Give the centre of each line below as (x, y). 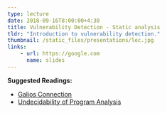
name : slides (45, 60)
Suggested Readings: (40, 80)
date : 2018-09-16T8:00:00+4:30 (54, 21)
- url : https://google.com (60, 54)
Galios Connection (45, 94)
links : (17, 47)
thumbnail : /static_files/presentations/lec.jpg (81, 41)
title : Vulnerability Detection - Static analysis (84, 27)
